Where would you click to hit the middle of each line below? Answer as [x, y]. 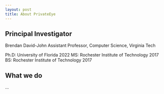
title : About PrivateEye [30, 14]
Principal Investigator [39, 34]
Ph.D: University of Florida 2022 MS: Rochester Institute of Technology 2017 [82, 55]
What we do [24, 75]
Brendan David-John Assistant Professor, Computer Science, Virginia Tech [80, 46]
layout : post [18, 9]
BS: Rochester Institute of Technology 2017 [48, 60]
